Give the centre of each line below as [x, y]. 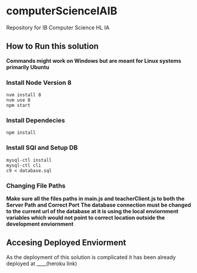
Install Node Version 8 [39, 82]
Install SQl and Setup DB [42, 148]
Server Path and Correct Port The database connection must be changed [98, 205]
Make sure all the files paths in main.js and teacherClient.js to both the [96, 198]
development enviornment [40, 224]
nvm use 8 [19, 100]
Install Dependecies [36, 120]
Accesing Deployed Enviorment [66, 243]
